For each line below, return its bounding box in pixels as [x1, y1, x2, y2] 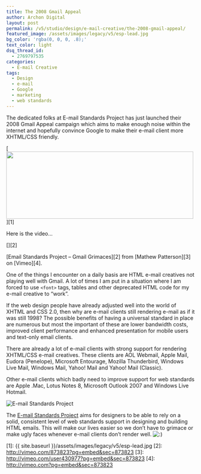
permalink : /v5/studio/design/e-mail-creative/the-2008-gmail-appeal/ [6, 25, 186, 32]
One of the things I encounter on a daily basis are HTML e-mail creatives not [6, 271, 194, 278]
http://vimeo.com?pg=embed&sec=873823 [6, 461, 113, 468]
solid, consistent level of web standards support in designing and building [6, 418, 188, 425]
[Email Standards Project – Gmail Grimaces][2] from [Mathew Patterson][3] [6, 253, 191, 260]
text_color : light [6, 42, 52, 48]
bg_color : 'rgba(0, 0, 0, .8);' [6, 36, 87, 42]
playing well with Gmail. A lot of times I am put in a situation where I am [6, 277, 181, 285]
